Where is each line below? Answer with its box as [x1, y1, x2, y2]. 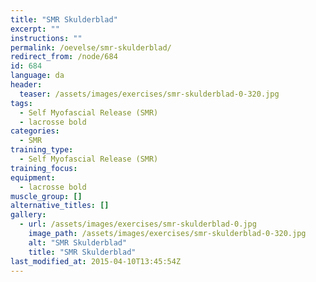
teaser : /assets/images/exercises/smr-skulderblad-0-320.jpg [19, 89, 280, 99]
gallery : [10, 210, 47, 220]
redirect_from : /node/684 [10, 52, 118, 62]
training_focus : [10, 163, 78, 173]
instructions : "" [10, 33, 83, 43]
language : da [10, 71, 65, 81]
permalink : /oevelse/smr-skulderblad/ [10, 42, 172, 53]
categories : [10, 126, 60, 136]
